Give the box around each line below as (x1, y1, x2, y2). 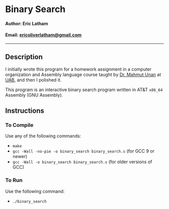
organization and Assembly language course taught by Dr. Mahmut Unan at (5, 72, 161, 78)
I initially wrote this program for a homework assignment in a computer (5, 66, 152, 72)
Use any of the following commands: (5, 133, 81, 139)
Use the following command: (5, 188, 65, 194)
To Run (5, 177, 23, 184)
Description (5, 53, 43, 61)
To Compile (5, 122, 34, 129)
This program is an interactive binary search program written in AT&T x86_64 (5, 87, 163, 93)
